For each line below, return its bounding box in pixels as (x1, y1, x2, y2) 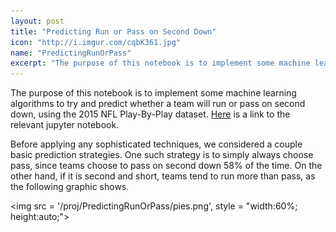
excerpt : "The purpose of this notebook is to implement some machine (10, 58, 311, 69)
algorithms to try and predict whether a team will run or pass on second (10, 98, 306, 110)
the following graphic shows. (10, 181, 130, 193)
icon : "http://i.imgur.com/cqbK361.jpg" (10, 37, 182, 47)
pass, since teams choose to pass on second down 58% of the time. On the (10, 160, 323, 172)
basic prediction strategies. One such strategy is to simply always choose (10, 149, 314, 161)
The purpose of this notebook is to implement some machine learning (10, 87, 297, 99)
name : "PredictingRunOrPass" (10, 48, 132, 58)
